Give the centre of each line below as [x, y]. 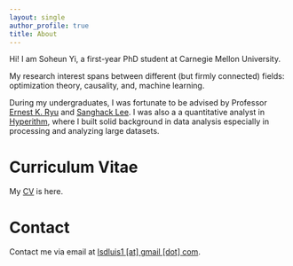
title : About [33, 34]
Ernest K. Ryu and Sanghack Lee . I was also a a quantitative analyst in [137, 113]
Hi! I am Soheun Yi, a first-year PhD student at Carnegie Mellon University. [145, 59]
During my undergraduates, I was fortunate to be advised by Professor [139, 103]
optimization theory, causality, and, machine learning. [107, 86]
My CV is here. [36, 192]
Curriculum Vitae [74, 167]
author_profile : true [49, 26]
